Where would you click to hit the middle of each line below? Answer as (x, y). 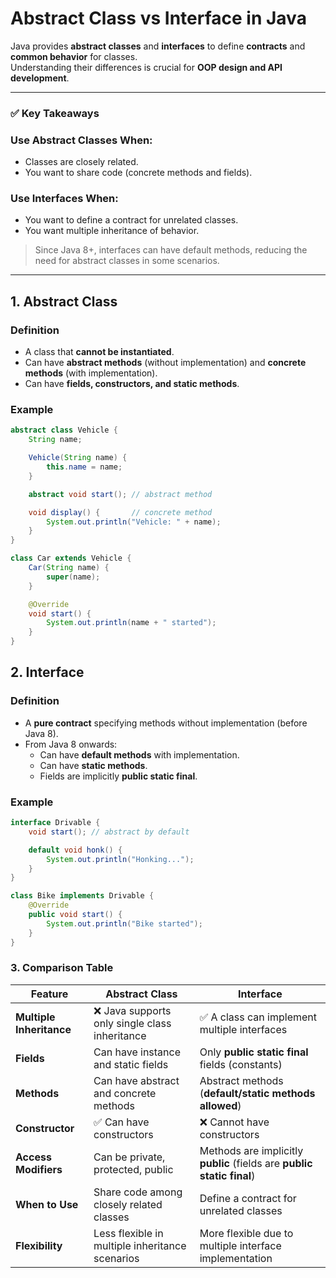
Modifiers (39, 1169)
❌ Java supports (132, 1010)
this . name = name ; (84, 467)
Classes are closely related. (81, 162)
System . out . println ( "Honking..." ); (120, 859)
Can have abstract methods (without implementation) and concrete (165, 363)
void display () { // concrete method (120, 512)
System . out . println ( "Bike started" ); (124, 923)
